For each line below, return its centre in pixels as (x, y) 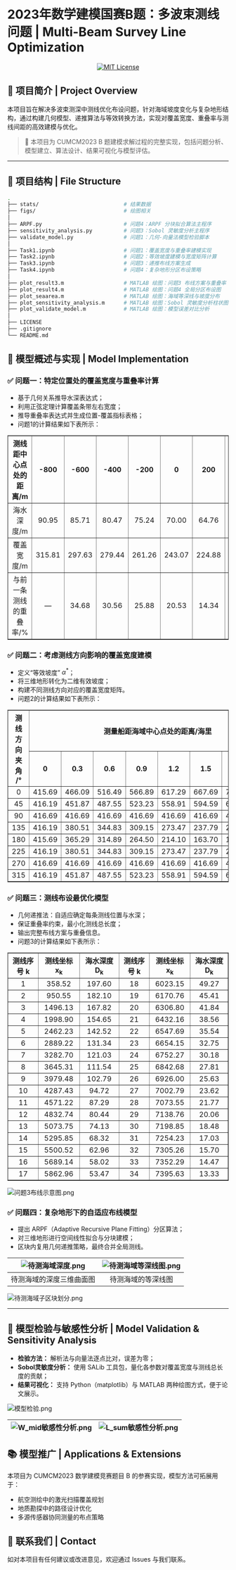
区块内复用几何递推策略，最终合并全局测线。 (82, 1247)
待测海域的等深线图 (142, 1279)
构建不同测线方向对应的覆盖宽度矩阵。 (73, 690)
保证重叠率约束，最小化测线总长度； (70, 923)
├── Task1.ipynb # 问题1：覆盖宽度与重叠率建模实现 (110, 251)
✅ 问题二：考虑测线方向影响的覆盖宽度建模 (80, 655)
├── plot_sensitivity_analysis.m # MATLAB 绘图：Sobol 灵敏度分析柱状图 (118, 303)
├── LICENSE (25, 322)
